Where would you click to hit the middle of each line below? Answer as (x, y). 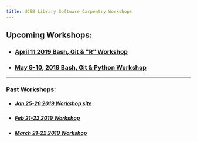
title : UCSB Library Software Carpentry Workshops (69, 11)
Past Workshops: (31, 89)
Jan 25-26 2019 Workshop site (53, 103)
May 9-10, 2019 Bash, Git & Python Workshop (80, 67)
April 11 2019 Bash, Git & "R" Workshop (71, 51)
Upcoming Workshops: (49, 35)
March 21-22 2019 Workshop (51, 133)
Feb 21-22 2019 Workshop (47, 118)
